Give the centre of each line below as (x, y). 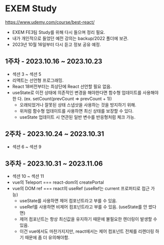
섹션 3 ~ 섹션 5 (27, 74)
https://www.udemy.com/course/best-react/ (50, 22)
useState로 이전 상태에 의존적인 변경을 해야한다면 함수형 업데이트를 (77, 92)
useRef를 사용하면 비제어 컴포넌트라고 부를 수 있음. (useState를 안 (83, 207)
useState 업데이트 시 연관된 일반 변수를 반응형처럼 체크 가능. (78, 117)
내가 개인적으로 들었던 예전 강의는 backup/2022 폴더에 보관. (70, 38)
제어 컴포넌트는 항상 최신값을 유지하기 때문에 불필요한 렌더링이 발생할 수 (88, 219)
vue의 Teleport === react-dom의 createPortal (58, 182)
